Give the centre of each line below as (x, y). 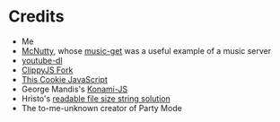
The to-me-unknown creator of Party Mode (102, 108)
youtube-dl (42, 60)
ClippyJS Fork (47, 70)
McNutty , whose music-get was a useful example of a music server (146, 50)
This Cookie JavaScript (65, 79)
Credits (36, 17)
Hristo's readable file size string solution (96, 98)
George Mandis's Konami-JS (74, 89)
